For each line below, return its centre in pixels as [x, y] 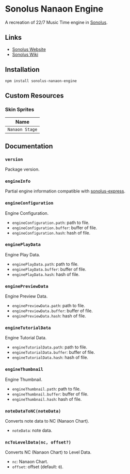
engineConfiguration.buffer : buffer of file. [55, 228]
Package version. [22, 169]
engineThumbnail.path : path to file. [46, 389]
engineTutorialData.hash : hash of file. [50, 358]
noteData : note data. [32, 430]
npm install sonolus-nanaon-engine [41, 81]
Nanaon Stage [23, 130]
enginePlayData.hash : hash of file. [46, 274]
